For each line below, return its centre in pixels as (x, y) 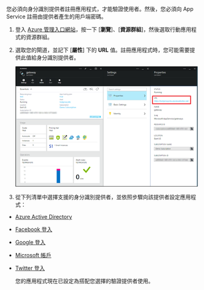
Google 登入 (30, 242)
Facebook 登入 (34, 229)
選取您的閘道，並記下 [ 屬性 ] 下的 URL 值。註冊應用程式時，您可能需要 (102, 50)
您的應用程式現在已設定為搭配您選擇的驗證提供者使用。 (84, 281)
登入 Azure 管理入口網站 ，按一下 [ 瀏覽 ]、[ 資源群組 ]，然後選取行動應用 (103, 29)
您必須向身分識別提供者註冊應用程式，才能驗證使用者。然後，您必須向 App (100, 9)
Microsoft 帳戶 (33, 255)
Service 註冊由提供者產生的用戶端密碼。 (56, 16)
